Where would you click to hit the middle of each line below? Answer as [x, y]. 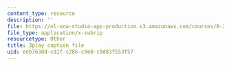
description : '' [30, 20]
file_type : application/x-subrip [55, 33]
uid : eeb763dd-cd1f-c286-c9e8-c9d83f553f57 [70, 52]
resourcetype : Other [37, 39]
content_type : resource [41, 13]
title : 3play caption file [46, 45]
